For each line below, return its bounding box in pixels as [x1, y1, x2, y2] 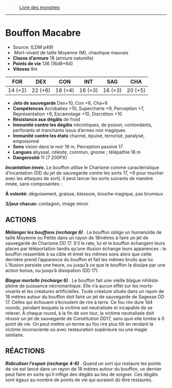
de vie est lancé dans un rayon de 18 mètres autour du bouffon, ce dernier [5, 365, 162, 372]
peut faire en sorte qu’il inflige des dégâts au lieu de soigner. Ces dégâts [5, 371, 159, 377]
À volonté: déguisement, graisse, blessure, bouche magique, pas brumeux [5, 190, 163, 197]
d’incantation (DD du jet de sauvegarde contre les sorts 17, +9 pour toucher [5, 169, 164, 176]
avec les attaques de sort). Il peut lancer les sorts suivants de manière [5, 175, 154, 181]
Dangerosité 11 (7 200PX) [12, 154, 68, 161]
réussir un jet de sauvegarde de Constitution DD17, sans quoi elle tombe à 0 [5, 315, 165, 321]
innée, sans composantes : [5, 181, 62, 187]
